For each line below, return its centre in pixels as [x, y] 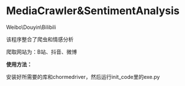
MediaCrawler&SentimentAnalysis [93, 11]
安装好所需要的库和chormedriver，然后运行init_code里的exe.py [83, 77]
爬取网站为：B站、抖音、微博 [42, 52]
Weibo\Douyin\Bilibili [31, 27]
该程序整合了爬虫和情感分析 [40, 39]
